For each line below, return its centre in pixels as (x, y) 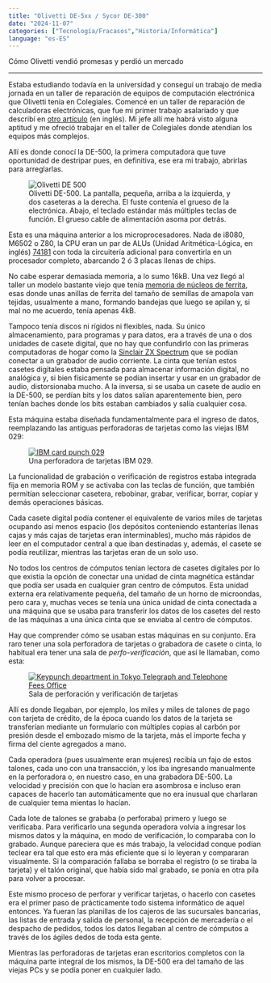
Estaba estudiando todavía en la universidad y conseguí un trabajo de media (135, 85)
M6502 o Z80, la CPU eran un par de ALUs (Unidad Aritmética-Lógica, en (131, 244)
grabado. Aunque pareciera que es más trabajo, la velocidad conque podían (135, 844)
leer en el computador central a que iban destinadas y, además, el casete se (135, 544)
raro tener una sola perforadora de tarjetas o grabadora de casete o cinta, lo (135, 644)
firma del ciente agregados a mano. (67, 744)
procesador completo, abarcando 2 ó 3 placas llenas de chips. (112, 261)
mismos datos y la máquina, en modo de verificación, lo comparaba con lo (132, 836)
